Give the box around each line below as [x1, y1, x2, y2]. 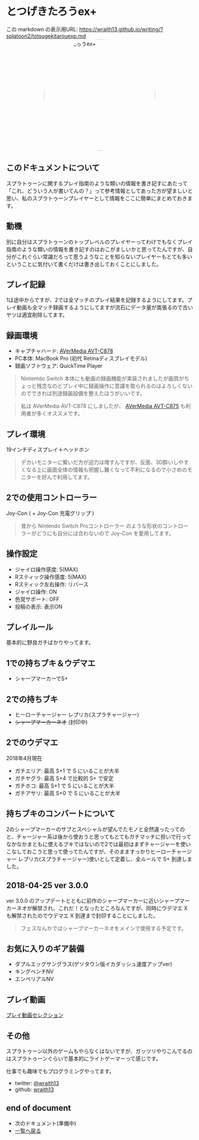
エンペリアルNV [14, 976, 54, 983]
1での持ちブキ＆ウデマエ [6, 658, 96, 668]
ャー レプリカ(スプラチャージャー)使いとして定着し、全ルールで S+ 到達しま [6, 855, 192, 862]
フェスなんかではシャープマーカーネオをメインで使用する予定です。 [20, 924, 187, 932]
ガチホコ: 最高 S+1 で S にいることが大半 [14, 782, 115, 789]
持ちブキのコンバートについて [6, 809, 116, 819]
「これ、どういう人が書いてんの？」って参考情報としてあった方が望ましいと [6, 187, 193, 194]
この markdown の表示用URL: [6, 26, 78, 33]
